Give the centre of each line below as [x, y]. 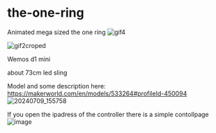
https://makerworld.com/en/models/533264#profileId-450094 [97, 93]
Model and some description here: [56, 86]
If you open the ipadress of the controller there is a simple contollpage [108, 114]
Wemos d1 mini [29, 59]
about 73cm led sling [37, 72]
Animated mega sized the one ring [56, 32]
